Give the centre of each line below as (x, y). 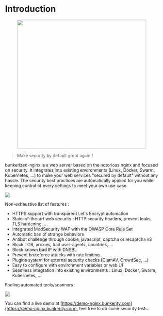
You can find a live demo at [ (33, 303)
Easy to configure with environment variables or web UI (67, 265)
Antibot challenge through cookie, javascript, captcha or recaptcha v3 (82, 239)
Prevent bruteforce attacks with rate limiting (56, 255)
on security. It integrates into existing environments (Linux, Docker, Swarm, (80, 170)
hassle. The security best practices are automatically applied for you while (79, 180)
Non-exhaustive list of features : (37, 204)
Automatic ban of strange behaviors (48, 234)
